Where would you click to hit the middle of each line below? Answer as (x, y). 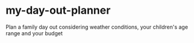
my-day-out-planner (58, 10)
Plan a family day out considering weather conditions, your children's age (97, 27)
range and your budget (34, 33)
